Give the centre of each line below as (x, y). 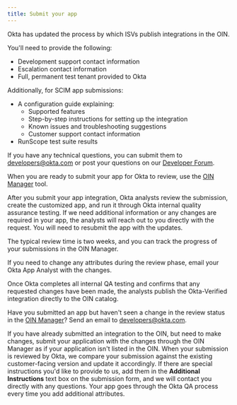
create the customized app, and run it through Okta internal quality (104, 205)
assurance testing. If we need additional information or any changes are (112, 212)
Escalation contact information (62, 69)
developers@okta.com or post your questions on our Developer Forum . (111, 163)
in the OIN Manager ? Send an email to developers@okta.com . (97, 319)
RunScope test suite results (57, 141)
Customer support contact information (84, 134)
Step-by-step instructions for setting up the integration (108, 119)
